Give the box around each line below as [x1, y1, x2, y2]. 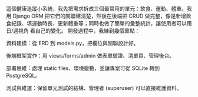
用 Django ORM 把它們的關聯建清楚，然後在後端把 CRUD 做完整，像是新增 [6, 12, 187, 19]
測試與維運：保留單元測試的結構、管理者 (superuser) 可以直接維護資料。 [6, 85, 182, 91]
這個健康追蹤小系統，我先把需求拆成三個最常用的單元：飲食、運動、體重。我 [6, 5, 192, 12]
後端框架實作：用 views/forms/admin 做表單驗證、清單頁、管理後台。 [6, 52, 175, 59]
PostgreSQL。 [6, 72, 41, 79]
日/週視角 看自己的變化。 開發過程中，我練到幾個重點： [6, 27, 140, 34]
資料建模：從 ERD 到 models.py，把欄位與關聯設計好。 [6, 40, 139, 46]
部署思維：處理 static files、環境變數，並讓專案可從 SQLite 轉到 [6, 65, 160, 72]
